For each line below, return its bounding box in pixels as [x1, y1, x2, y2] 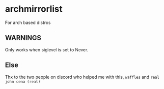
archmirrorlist [5, 3, 63, 15]
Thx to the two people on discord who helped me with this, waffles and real [5, 74, 160, 80]
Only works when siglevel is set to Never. [5, 46, 88, 52]
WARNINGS [5, 34, 42, 42]
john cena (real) [5, 79, 41, 84]
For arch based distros [5, 20, 51, 25]
